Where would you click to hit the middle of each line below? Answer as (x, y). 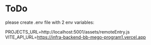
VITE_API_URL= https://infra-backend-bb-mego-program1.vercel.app (75, 37)
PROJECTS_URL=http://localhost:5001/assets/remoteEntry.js (68, 32)
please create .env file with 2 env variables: (50, 22)
